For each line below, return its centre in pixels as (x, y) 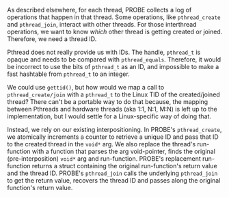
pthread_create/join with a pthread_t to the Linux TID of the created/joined (113, 94)
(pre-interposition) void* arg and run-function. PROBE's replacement (104, 159)
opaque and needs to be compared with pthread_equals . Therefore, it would (114, 60)
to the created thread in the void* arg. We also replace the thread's (102, 144)
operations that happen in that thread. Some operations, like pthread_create (114, 17)
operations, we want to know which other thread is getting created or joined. (115, 31)
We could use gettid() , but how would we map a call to (86, 87)
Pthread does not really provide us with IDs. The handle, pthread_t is (104, 52)
